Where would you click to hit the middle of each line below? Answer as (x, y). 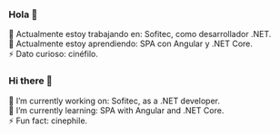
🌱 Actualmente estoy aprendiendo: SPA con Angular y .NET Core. (131, 43)
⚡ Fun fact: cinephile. (48, 121)
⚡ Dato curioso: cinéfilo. (54, 54)
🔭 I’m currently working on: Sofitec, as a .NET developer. (114, 101)
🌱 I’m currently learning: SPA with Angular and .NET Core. (116, 110)
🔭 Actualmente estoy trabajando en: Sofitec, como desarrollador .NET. (140, 34)
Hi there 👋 (31, 81)
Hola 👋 (23, 14)
